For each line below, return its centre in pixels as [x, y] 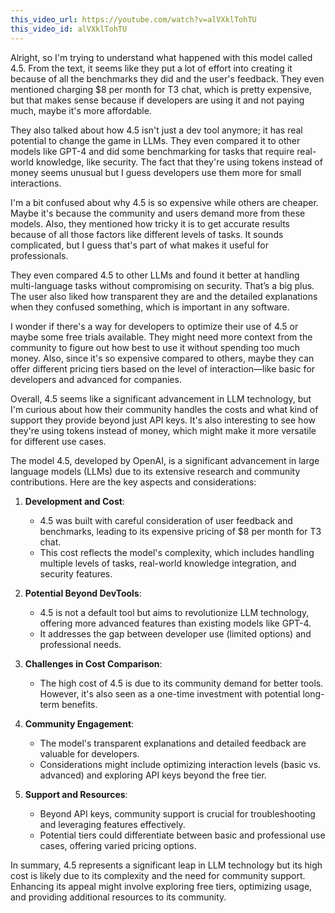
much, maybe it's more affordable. [81, 110]
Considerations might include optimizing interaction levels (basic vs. [180, 764]
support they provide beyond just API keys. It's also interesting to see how [163, 420]
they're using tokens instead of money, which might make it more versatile [163, 430]
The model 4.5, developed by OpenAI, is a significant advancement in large [165, 460]
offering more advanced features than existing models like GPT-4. [175, 623]
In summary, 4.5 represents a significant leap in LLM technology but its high [166, 865]
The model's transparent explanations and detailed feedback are [173, 743]
